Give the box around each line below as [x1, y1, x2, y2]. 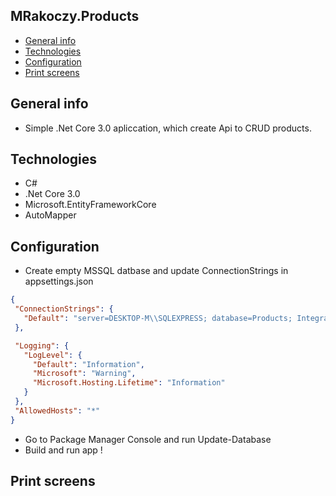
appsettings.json [24, 275, 94, 288]
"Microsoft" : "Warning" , [32, 369, 137, 379]
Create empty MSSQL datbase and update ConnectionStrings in [24, 265, 289, 277]
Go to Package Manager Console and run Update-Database [24, 433, 272, 445]
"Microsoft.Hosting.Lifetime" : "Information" [32, 378, 226, 388]
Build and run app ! [24, 444, 103, 456]
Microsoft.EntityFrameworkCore [24, 199, 157, 211]
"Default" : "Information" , [32, 359, 145, 369]
